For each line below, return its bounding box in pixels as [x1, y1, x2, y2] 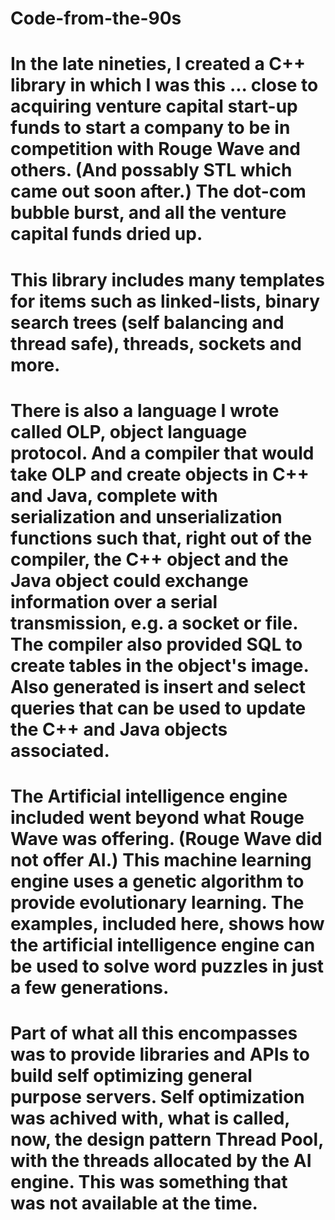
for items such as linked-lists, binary [10, 290, 321, 312]
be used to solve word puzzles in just [10, 955, 325, 977]
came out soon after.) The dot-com [10, 180, 307, 203]
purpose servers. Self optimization [10, 1086, 305, 1109]
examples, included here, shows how [10, 912, 325, 935]
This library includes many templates [10, 268, 325, 291]
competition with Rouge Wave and [10, 138, 302, 161]
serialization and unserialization [10, 505, 283, 528]
